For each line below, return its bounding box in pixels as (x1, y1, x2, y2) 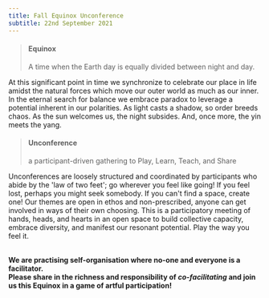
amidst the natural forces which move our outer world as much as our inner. (8, 86, 259, 95)
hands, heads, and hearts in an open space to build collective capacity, (8, 214, 244, 223)
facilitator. (8, 264, 44, 273)
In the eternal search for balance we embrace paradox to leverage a (8, 94, 233, 104)
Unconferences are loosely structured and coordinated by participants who (8, 171, 258, 181)
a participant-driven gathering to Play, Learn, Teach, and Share (27, 155, 237, 165)
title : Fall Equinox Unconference (8, 11, 124, 20)
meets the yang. (8, 119, 62, 129)
